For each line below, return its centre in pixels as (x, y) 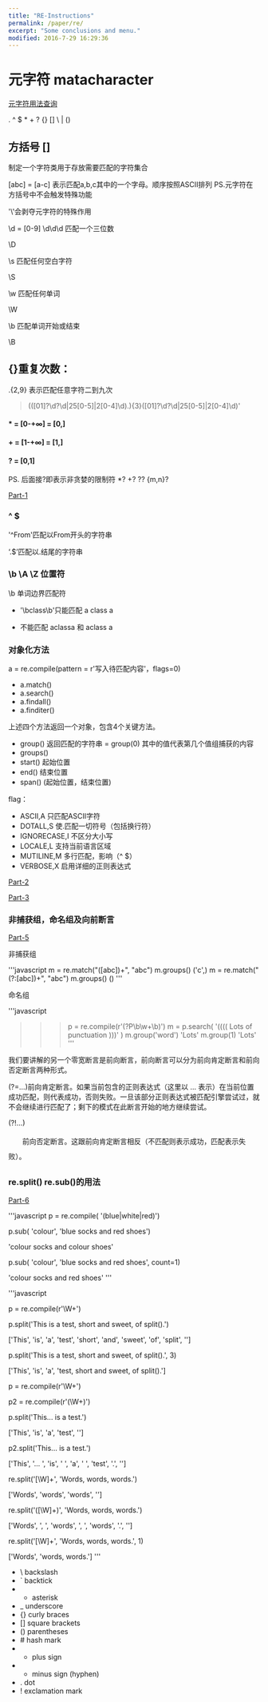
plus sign (47, 1656)
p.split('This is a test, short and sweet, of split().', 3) (93, 1355)
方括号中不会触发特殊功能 (50, 194)
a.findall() (35, 702)
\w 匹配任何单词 (34, 293)
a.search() (37, 693)
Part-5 (19, 938)
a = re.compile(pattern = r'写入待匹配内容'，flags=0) (95, 669)
